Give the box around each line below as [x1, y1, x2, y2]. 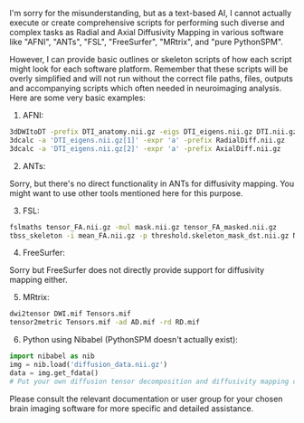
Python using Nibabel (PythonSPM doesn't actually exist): [22, 334, 238, 345]
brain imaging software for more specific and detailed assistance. [9, 402, 254, 414]
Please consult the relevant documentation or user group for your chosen [9, 393, 283, 404]
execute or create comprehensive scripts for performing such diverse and [9, 17, 285, 28]
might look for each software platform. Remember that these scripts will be [9, 63, 289, 74]
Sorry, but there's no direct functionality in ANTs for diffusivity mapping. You [9, 178, 295, 189]
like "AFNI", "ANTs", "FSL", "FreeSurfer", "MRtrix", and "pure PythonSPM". [9, 36, 283, 47]
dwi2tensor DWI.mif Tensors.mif [9, 309, 131, 319]
